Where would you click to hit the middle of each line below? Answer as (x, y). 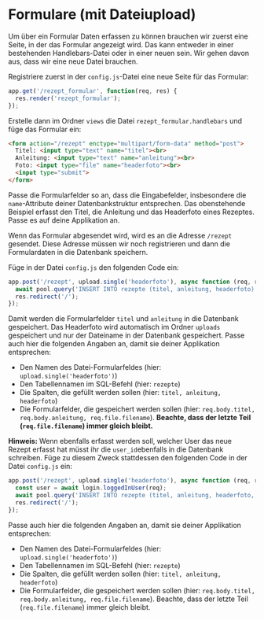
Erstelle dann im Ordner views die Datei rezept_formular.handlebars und (125, 120)
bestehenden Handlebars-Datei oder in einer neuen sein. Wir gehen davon (129, 53)
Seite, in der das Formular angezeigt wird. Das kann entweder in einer (121, 44)
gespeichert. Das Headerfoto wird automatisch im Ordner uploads (114, 327)
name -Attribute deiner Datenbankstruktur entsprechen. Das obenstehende (127, 203)
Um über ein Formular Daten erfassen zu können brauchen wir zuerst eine (128, 36)
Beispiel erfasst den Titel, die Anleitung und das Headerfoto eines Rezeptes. (132, 212)
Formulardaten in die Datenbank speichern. (78, 252)
